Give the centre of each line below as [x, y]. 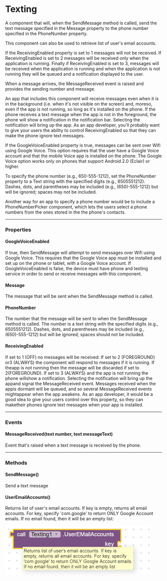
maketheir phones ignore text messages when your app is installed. [74, 405]
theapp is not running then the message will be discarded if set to [72, 367]
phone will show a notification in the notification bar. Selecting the [73, 119]
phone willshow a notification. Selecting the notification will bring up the [79, 378]
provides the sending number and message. [50, 89]
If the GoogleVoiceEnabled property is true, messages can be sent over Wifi [83, 145]
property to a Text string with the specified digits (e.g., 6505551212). [75, 181]
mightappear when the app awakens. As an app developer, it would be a [79, 394]
